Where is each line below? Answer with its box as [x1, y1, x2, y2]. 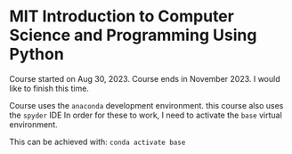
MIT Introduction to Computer [9, 6, 234, 27]
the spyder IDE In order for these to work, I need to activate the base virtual [9, 109, 282, 120]
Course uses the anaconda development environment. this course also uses [9, 100, 284, 110]
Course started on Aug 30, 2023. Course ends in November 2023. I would [9, 73, 280, 84]
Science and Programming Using [9, 25, 257, 45]
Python [9, 45, 64, 64]
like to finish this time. [9, 83, 89, 93]
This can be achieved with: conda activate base [9, 136, 186, 147]
